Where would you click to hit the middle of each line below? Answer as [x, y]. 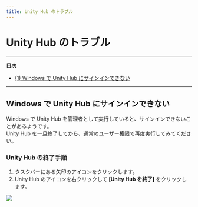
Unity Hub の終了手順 [37, 158]
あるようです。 [34, 126]
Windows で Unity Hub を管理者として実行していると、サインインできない [96, 119]
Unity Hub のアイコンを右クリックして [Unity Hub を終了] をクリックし [101, 179]
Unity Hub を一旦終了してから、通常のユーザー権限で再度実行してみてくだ [96, 133]
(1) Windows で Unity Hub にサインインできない [72, 78]
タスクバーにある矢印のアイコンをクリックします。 [76, 172]
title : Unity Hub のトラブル [40, 11]
